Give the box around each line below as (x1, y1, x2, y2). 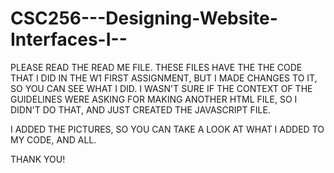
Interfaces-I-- (10, 28, 128, 51)
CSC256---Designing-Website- (10, 7, 278, 30)
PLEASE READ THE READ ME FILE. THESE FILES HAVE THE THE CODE (10, 61, 303, 73)
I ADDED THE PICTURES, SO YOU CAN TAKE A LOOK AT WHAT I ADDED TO (10, 123, 325, 135)
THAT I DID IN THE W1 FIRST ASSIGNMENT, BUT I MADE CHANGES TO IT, (10, 72, 318, 84)
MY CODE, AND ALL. (10, 133, 97, 146)
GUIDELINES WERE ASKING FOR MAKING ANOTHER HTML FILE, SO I (10, 93, 298, 105)
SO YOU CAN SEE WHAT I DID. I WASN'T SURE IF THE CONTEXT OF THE (10, 82, 313, 94)
